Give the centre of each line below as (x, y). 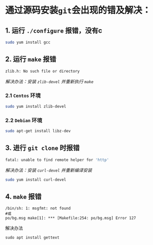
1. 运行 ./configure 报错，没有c (54, 30)
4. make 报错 (23, 196)
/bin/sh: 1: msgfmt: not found (38, 209)
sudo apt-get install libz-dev (38, 131)
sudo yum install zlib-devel (36, 106)
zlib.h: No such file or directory (43, 71)
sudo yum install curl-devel (36, 180)
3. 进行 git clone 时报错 (43, 148)
